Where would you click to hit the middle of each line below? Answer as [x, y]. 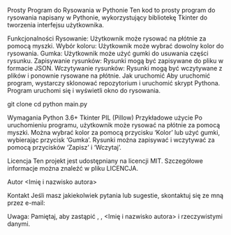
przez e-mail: [26, 203]
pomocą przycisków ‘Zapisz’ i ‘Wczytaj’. [65, 147]
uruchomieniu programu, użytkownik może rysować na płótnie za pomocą [114, 125]
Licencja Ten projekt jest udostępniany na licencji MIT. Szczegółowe [105, 161]
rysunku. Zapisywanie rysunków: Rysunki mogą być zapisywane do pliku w [115, 61]
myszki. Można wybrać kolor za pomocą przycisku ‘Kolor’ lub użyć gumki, [114, 133]
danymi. [19, 224]
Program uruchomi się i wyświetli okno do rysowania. [84, 91]
